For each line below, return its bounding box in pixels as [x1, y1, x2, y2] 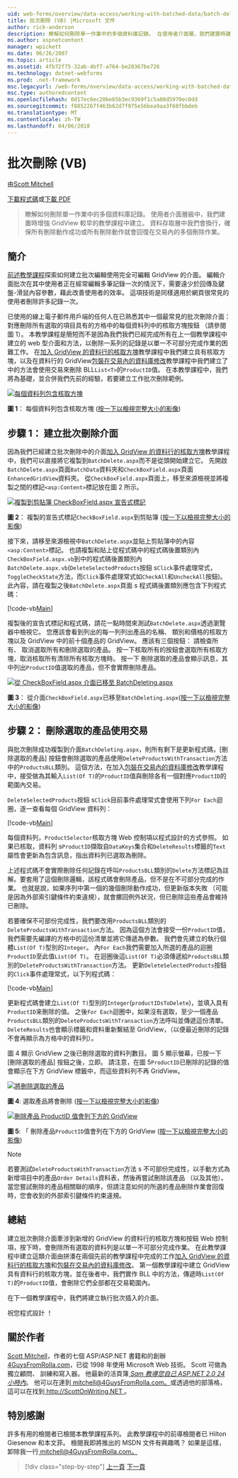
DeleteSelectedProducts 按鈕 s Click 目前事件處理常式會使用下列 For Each [7, 795, 217, 804]
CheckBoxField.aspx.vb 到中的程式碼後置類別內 [7, 554, 143, 564]
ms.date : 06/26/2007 [7, 50, 69, 57]
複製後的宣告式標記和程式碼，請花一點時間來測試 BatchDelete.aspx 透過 [7, 619, 214, 627]
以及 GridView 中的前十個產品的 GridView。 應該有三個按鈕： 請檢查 [13, 637, 212, 645]
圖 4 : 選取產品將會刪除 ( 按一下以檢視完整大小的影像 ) [7, 1097, 159, 1105]
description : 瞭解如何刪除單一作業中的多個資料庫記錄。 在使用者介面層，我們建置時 [7, 30, 226, 38]
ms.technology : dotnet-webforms [7, 69, 103, 77]
